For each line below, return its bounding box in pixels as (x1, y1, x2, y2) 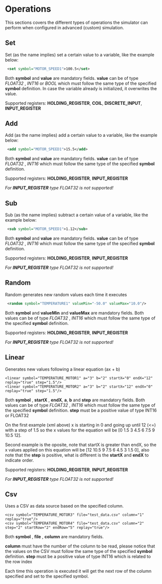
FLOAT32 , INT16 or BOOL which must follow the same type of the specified (5, 80, 157, 86)
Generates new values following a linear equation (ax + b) (5, 366, 120, 372)
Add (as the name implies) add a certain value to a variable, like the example (5, 132, 158, 138)
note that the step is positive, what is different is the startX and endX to (5, 452, 149, 458)
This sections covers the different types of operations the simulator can (5, 19, 148, 25)
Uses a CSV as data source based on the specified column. (5, 503, 124, 509)
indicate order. (5, 457, 34, 463)
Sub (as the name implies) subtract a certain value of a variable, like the (5, 212, 148, 218)
